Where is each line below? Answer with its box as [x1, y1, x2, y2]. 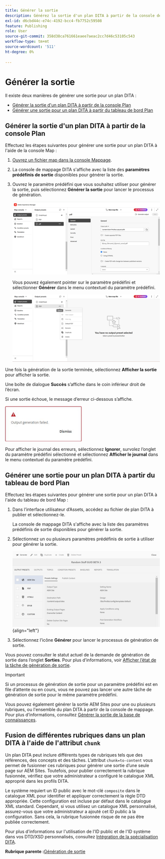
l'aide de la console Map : [5, 148, 57, 153]
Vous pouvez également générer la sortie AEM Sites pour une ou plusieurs [5, 701, 156, 707]
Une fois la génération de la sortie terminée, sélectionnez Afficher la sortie [5, 366, 157, 372]
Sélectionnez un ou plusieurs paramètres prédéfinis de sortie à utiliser [12, 536, 155, 542]
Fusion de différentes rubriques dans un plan [5, 731, 146, 740]
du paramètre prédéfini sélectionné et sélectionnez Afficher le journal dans [5, 451, 158, 457]
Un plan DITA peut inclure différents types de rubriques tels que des [5, 752, 143, 758]
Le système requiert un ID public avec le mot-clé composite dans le [5, 787, 140, 794]
